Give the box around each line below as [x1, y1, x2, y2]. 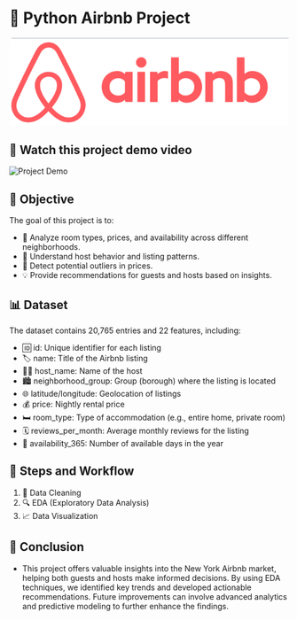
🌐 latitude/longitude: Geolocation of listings [21, 389, 182, 399]
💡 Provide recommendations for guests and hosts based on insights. [21, 270, 272, 281]
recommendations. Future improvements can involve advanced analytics [21, 591, 288, 601]
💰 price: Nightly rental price [21, 399, 126, 409]
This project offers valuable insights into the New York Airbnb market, [21, 562, 277, 574]
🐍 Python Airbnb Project [9, 8, 191, 28]
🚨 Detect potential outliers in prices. [21, 260, 153, 271]
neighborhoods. [21, 242, 82, 252]
